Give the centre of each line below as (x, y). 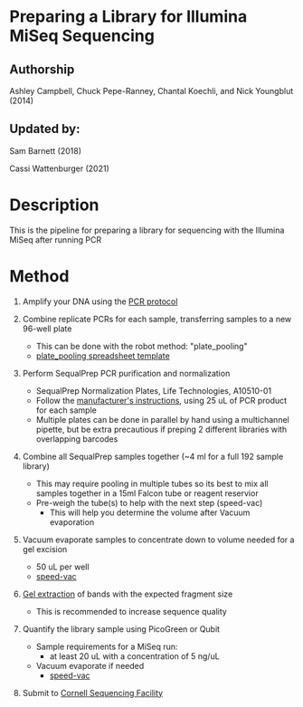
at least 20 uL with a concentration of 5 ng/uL (134, 656)
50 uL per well (62, 567)
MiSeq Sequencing (82, 36)
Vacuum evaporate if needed (90, 665)
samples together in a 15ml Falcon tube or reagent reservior (147, 493)
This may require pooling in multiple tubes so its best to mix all (152, 483)
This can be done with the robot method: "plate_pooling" (142, 346)
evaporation (72, 521)
